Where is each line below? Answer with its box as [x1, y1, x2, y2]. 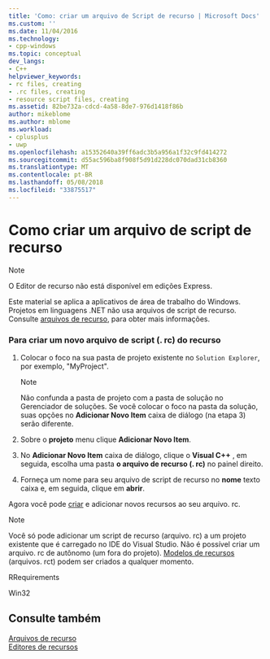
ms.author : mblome [8, 118, 71, 126]
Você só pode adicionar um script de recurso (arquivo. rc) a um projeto [8, 530, 246, 540]
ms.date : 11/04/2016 [8, 27, 79, 35]
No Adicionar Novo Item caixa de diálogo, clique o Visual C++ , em [20, 450, 248, 460]
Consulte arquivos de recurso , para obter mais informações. [8, 314, 211, 324]
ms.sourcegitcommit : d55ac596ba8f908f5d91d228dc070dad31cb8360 [8, 155, 228, 164]
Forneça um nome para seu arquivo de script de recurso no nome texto [20, 474, 260, 484]
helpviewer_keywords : [8, 72, 82, 81]
